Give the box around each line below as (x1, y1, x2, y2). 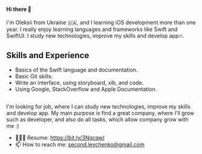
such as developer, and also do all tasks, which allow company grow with (6, 116, 189, 123)
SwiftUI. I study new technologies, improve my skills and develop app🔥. (6, 32, 184, 39)
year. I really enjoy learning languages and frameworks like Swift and (6, 25, 178, 33)
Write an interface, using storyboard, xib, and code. (15, 79, 144, 87)
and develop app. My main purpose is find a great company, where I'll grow (6, 110, 195, 117)
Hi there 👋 (6, 5, 31, 13)
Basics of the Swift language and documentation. (15, 66, 138, 73)
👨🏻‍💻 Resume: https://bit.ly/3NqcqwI (15, 134, 105, 141)
